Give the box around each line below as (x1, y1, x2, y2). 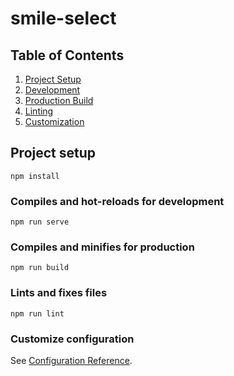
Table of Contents (10, 47, 125, 64)
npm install (10, 171, 60, 181)
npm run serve (10, 217, 70, 227)
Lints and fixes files (10, 286, 108, 300)
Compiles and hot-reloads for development (10, 194, 225, 208)
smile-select (10, 7, 117, 30)
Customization (24, 116, 85, 127)
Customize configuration (10, 332, 135, 346)
